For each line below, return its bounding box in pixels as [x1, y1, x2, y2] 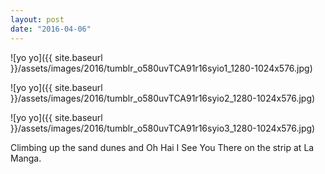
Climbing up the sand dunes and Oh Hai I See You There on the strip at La [10, 141, 315, 153]
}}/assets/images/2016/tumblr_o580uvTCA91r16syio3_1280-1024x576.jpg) [10, 122, 316, 134]
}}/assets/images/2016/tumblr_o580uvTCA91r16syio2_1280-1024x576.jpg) [10, 92, 316, 104]
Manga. [10, 152, 42, 164]
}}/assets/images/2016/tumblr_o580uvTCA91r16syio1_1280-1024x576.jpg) [10, 62, 313, 74]
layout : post [10, 14, 65, 25]
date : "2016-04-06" [10, 24, 92, 34]
